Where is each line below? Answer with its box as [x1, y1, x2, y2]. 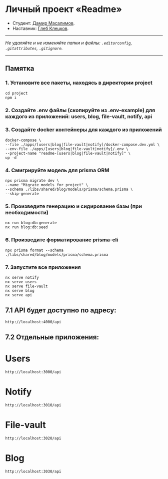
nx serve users [5, 279, 37, 285]
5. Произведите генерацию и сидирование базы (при [5, 203, 142, 210]
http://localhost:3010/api [5, 403, 61, 408]
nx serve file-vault [5, 284, 48, 289]
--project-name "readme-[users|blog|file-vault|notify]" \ [5, 151, 131, 156]
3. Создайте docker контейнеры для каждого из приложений [5, 126, 162, 133]
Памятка [5, 64, 34, 73]
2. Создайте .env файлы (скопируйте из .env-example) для [5, 107, 155, 114]
